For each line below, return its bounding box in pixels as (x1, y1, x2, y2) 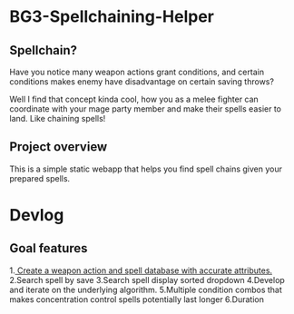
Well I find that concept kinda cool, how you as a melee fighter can (9, 93, 259, 104)
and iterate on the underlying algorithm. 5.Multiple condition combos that (9, 284, 283, 295)
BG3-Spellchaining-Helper (9, 6, 215, 27)
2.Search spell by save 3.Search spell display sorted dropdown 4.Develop (9, 274, 286, 285)
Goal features (9, 240, 88, 256)
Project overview (9, 139, 108, 155)
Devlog (9, 205, 64, 225)
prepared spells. (9, 172, 71, 183)
